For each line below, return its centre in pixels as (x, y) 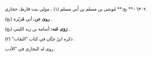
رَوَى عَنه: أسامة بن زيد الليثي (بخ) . (37, 29)
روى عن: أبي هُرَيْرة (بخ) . (28, 19)
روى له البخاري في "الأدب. (30, 49)
